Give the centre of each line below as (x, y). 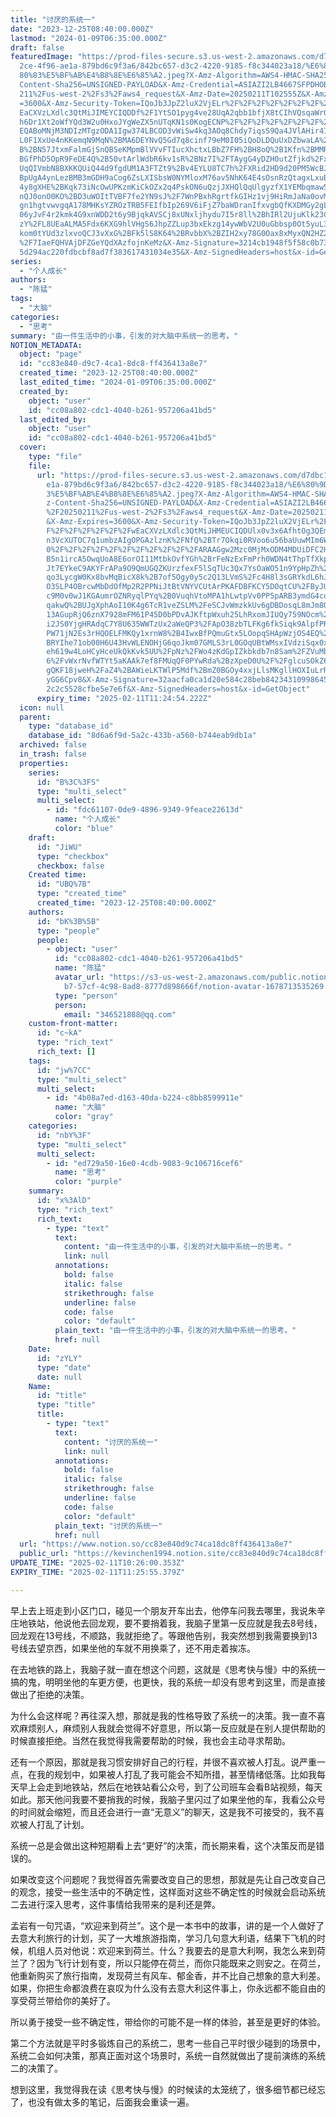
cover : (33, 447)
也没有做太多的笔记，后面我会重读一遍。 (111, 2102)
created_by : (44, 391)
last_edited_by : (53, 419)
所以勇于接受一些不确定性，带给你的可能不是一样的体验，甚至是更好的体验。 (168, 2022)
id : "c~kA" (59, 1033)
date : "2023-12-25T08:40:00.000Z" (82, 29)
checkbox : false (70, 866)
